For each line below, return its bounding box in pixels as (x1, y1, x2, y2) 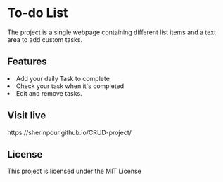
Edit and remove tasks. (16, 89, 82, 97)
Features (7, 56, 47, 68)
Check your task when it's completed (16, 82, 125, 90)
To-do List (7, 5, 68, 21)
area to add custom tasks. (7, 35, 83, 43)
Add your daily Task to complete (16, 74, 110, 83)
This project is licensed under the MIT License (7, 167, 142, 176)
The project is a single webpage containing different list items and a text (7, 28, 217, 36)
